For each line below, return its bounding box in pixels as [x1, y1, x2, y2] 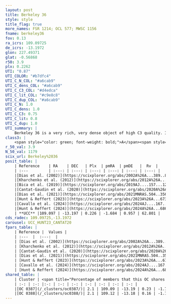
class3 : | [5, 135, 26, 140]
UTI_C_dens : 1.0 [5, 107, 40, 112]
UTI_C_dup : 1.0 [5, 120, 38, 126]
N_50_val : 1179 [5, 149, 38, 155]
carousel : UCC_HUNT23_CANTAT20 [5, 220, 72, 225]
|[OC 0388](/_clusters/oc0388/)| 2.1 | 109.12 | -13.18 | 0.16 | [14, 291, 156, 296]
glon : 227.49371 [5, 50, 40, 55]
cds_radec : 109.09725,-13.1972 [5, 216, 72, 221]
